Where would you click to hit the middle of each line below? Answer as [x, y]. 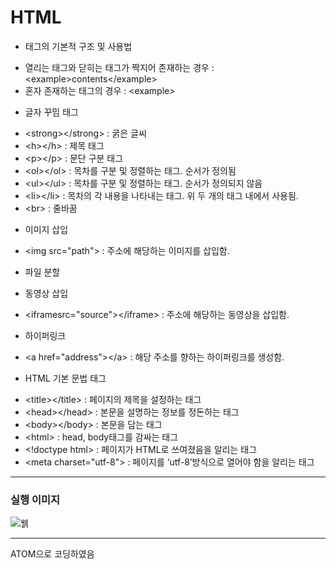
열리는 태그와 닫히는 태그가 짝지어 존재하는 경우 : [119, 67]
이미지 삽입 [46, 229]
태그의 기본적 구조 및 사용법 [78, 46]
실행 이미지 [35, 499]
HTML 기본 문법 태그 [65, 378]
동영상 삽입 [46, 293]
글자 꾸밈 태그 [51, 112]
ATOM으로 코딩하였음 [52, 554]
